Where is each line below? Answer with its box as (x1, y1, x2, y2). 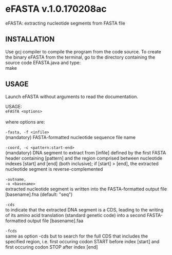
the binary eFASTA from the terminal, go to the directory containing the (5, 54, 156, 60)
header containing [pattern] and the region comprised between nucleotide (5, 155, 163, 161)
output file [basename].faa (27, 218, 84, 224)
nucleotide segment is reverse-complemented (5, 166, 103, 172)
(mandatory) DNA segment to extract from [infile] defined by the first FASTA (5, 149, 166, 155)
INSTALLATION (5, 35, 55, 44)
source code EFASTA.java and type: (5, 60, 81, 66)
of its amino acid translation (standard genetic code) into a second (5, 212, 146, 218)
